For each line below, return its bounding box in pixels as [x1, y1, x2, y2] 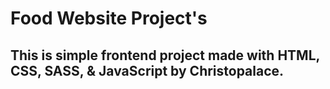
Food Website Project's [10, 7, 208, 30]
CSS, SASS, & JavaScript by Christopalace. [10, 62, 285, 79]
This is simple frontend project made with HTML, [10, 47, 320, 64]
